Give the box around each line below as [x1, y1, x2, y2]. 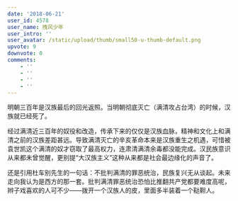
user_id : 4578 [7, 17, 50, 24]
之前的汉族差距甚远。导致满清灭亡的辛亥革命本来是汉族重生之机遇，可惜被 [13, 136, 231, 144]
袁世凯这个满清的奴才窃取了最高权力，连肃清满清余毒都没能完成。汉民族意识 [7, 144, 231, 153]
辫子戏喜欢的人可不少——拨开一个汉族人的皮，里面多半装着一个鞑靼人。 [7, 186, 218, 195]
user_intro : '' [7, 30, 52, 38]
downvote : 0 [7, 50, 42, 57]
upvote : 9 [7, 43, 37, 50]
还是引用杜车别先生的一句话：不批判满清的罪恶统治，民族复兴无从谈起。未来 [7, 168, 231, 177]
